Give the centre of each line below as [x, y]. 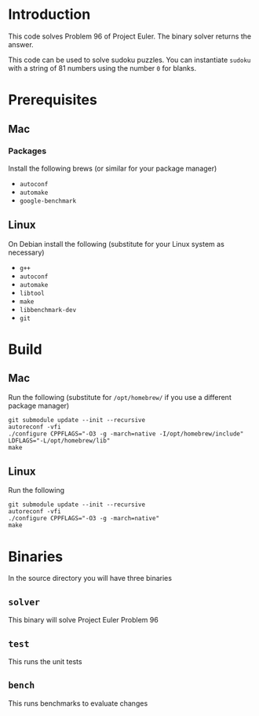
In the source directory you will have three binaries [90, 578]
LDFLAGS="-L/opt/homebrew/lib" [59, 441]
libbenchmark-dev [48, 310]
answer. [21, 44]
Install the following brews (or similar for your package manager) [113, 168]
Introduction [49, 15]
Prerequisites [53, 100]
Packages [27, 151]
